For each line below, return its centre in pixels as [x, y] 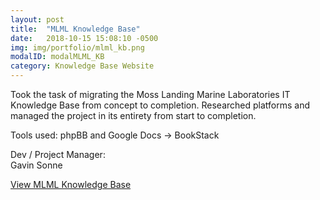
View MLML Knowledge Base [71, 184]
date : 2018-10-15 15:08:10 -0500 [84, 38]
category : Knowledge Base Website [82, 66]
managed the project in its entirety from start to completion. [133, 115]
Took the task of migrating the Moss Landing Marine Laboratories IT [150, 94]
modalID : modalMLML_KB [57, 57]
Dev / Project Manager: [58, 154]
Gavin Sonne [36, 165]
